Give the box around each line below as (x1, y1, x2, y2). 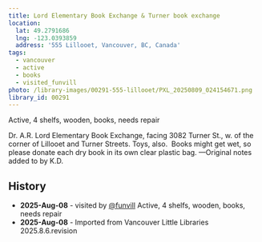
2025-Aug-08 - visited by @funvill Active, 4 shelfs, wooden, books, (19, 200, 246, 210)
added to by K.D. (8, 157, 64, 166)
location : (8, 19, 42, 27)
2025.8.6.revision (19, 226, 78, 236)
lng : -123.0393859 (15, 34, 78, 42)
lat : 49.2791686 (15, 26, 70, 34)
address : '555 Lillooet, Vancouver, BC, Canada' (15, 42, 181, 50)
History (8, 179, 46, 192)
